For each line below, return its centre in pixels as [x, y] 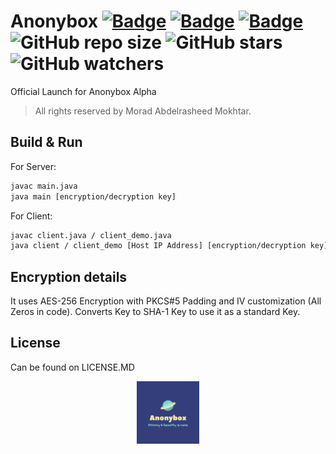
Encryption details [69, 276]
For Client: [31, 216]
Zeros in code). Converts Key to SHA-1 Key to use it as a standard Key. [155, 312]
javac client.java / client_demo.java [91, 235]
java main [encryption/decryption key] [93, 196]
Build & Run [46, 142]
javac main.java [44, 186]
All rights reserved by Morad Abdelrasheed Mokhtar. [143, 111]
